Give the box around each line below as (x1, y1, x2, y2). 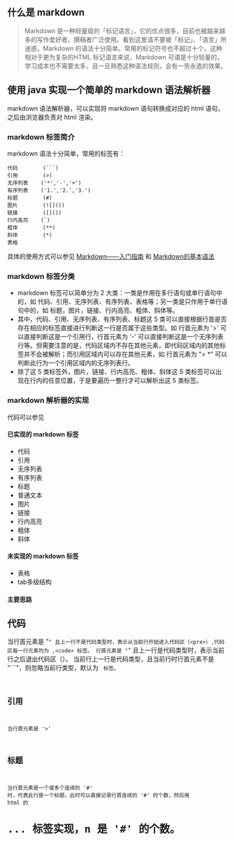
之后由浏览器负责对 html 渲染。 (7, 113, 97, 121)
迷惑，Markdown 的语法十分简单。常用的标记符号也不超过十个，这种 (24, 44, 222, 53)
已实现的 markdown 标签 (7, 430, 79, 439)
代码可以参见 (7, 413, 44, 421)
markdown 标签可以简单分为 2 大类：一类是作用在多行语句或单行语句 (17, 289, 217, 297)
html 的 (7, 799, 29, 806)
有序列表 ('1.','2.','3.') (7, 186, 91, 194)
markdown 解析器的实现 (7, 395, 90, 405)
